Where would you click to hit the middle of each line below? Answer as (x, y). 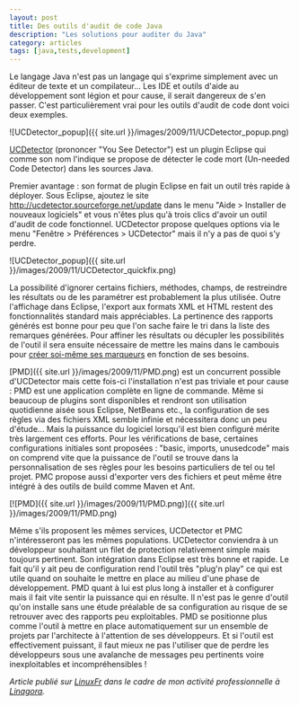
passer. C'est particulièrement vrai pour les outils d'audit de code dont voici (149, 105)
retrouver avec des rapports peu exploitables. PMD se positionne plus (138, 617)
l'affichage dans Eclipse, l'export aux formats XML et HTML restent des (141, 307)
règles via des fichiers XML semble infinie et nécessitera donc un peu (138, 419)
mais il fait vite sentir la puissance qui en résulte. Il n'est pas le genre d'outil (149, 597)
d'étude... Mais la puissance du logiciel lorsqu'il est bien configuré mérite (145, 429)
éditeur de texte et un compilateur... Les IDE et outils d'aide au (124, 86)
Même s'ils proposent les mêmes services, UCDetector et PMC (126, 531)
